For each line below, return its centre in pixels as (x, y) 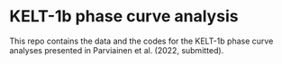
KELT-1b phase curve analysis (124, 16)
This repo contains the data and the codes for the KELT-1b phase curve (141, 41)
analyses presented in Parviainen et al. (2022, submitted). (117, 50)
